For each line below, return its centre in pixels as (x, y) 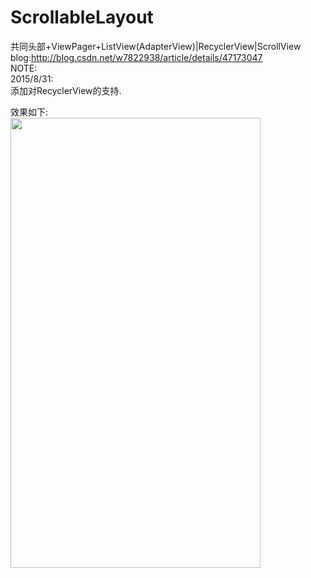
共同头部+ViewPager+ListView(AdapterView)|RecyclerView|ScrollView (156, 46)
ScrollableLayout (82, 17)
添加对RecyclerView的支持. (66, 90)
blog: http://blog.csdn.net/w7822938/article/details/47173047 (136, 57)
